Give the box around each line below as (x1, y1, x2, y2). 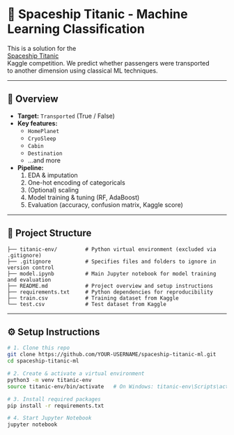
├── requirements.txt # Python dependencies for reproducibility (7, 289, 214, 296)
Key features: (17, 119, 58, 128)
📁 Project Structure (7, 227, 92, 239)
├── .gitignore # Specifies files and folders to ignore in (7, 258, 217, 265)
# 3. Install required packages (7, 395, 101, 403)
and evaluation (7, 276, 52, 283)
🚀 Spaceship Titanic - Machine (7, 6, 188, 22)
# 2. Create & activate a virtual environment (7, 370, 145, 377)
